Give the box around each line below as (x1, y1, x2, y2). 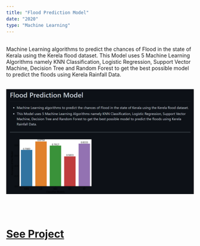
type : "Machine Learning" (6, 22, 70, 28)
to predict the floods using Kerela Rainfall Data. (6, 71, 122, 78)
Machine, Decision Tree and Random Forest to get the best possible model (6, 64, 189, 72)
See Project (6, 227, 64, 241)
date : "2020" (6, 16, 39, 22)
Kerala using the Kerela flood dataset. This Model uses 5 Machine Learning (6, 52, 190, 59)
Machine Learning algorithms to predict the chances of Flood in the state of (6, 45, 192, 53)
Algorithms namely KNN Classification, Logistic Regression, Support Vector (6, 59, 191, 66)
